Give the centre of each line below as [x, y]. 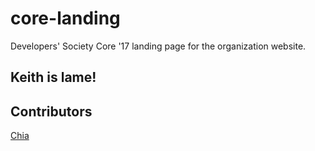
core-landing [65, 18]
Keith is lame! [53, 77]
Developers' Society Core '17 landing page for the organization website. [158, 46]
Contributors [51, 111]
